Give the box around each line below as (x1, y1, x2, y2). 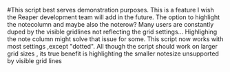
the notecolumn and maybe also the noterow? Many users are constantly (7, 21, 214, 28)
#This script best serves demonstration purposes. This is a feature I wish (7, 6, 215, 14)
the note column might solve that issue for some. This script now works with (7, 35, 224, 43)
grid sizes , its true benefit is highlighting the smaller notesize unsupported (7, 49, 219, 58)
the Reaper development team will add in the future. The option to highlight (7, 13, 220, 21)
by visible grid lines (7, 57, 62, 64)
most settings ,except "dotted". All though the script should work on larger (7, 43, 218, 50)
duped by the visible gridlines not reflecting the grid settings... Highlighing (7, 27, 218, 36)
